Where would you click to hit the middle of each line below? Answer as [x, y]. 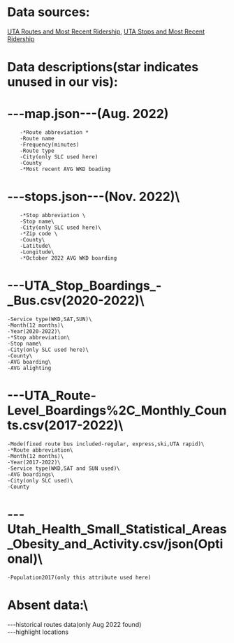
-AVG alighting [29, 368]
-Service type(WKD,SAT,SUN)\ [50, 319]
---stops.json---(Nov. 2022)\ [94, 197]
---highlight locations [38, 632]
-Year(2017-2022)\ [34, 462]
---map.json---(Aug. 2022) [88, 114]
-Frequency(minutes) [50, 145]
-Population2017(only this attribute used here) [79, 577]
